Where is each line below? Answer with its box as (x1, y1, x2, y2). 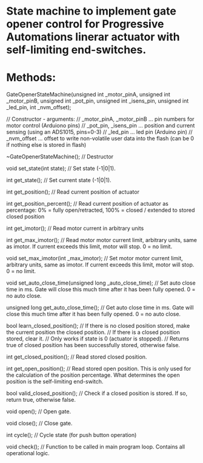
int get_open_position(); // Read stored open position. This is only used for (6, 365, 191, 373)
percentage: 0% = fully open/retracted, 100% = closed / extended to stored (6, 206, 195, 214)
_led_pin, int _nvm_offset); (6, 104, 72, 111)
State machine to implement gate (6, 4, 177, 18)
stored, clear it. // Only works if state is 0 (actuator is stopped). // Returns (6, 335, 190, 342)
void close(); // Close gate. (6, 420, 73, 427)
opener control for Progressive (6, 17, 164, 31)
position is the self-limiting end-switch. (6, 378, 104, 385)
